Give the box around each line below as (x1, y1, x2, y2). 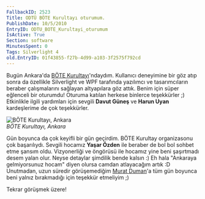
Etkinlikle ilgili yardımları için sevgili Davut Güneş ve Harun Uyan (6, 98, 170, 105)
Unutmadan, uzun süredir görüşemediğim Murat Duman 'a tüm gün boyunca (6, 167, 198, 174)
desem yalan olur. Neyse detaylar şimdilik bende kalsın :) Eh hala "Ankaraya (6, 154, 197, 162)
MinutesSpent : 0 (6, 44, 48, 50)
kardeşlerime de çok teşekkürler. (6, 104, 89, 111)
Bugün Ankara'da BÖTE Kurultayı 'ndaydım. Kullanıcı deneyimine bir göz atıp (6, 71, 197, 79)
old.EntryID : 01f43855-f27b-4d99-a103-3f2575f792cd (6, 55, 141, 61)
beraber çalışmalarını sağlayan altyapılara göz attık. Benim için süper (6, 84, 179, 92)
